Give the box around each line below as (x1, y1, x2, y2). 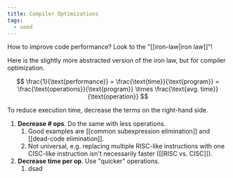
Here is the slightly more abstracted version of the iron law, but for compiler (7, 56, 226, 65)
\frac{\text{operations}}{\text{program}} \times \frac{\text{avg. (17, 85, 199, 94)
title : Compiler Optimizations (7, 10, 99, 18)
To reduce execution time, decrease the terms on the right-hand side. (7, 106, 208, 115)
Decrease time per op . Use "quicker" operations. (17, 157, 160, 165)
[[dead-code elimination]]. (27, 134, 105, 143)
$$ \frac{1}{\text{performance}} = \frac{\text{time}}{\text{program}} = (16, 77, 220, 86)
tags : (7, 17, 23, 24)
